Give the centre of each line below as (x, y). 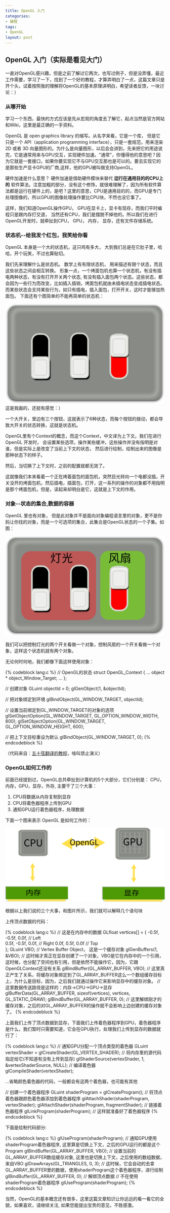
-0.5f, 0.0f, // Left (23, 938)
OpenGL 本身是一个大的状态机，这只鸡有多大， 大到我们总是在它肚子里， (81, 247)
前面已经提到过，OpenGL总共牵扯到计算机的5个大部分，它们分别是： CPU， (85, 780)
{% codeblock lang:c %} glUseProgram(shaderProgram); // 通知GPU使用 (81, 1138)
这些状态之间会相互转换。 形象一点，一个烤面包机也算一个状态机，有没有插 (83, 271)
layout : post (19, 38)
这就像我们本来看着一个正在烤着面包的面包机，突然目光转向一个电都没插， (83, 476)
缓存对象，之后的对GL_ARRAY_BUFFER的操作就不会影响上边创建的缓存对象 (83, 1005)
